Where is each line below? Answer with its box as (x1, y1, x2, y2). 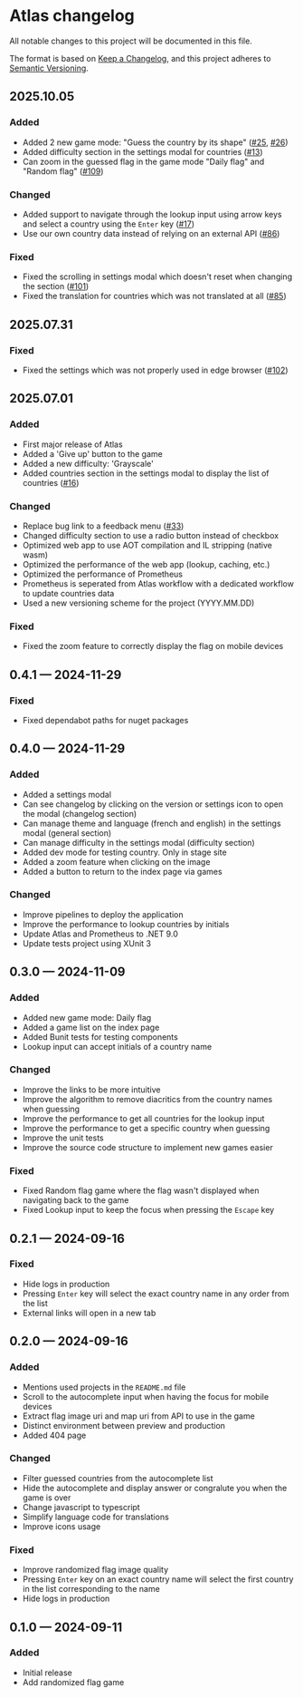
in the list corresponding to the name (22, 1584, 160, 1595)
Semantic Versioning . (9, 63, 89, 73)
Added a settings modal (22, 789, 111, 800)
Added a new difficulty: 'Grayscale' (22, 458, 154, 469)
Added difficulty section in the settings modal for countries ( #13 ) (22, 146, 263, 157)
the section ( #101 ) (22, 281, 90, 292)
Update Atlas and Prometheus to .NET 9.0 (22, 928, 178, 939)
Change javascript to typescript (22, 1501, 140, 1512)
